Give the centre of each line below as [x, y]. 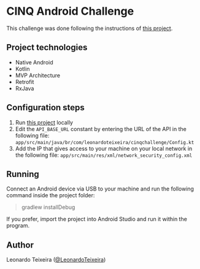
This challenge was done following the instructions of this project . [90, 28]
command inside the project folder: [51, 195]
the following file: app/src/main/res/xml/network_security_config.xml [104, 155]
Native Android [34, 62]
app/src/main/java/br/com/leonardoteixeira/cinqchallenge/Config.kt [105, 142]
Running [23, 174]
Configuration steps [45, 108]
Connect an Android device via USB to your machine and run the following [100, 189]
